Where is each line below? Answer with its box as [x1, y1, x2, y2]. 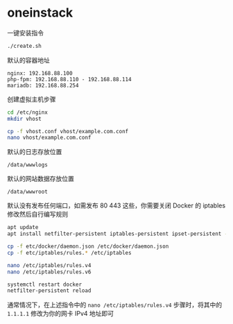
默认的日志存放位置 [7, 148, 62, 156]
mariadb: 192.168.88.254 [7, 82, 79, 89]
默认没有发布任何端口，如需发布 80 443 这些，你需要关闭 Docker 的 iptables [7, 201, 226, 210]
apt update [7, 224, 39, 231]
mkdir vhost [7, 115, 42, 122]
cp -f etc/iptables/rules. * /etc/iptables [7, 249, 132, 256]
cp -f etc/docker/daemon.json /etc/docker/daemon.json [7, 243, 169, 250]
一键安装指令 [7, 28, 44, 37]
